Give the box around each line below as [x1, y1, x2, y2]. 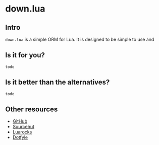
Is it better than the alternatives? [5, 78, 110, 87]
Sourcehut [12, 124, 34, 130]
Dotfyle [12, 134, 28, 140]
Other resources [5, 105, 58, 114]
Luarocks [12, 129, 32, 135]
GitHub [12, 118, 28, 124]
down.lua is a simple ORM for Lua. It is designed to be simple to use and [5, 36, 154, 42]
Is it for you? [5, 51, 45, 59]
